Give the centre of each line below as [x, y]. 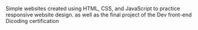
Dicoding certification [32, 21]
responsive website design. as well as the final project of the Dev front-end [99, 15]
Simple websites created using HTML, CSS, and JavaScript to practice [93, 9]
